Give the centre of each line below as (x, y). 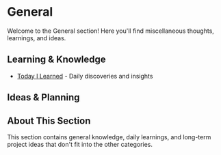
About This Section (49, 121)
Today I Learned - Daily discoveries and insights (85, 76)
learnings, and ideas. (37, 38)
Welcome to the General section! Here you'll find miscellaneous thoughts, (110, 31)
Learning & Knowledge (56, 60)
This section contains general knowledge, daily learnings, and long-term (109, 137)
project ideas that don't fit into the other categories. (80, 144)
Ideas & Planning (43, 97)
